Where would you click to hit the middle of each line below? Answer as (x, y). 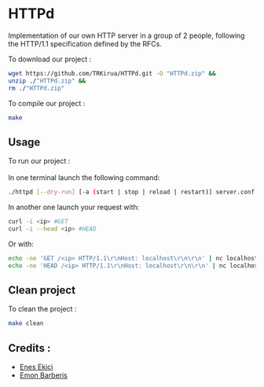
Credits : (29, 348)
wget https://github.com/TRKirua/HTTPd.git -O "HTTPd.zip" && (112, 73)
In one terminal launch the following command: (84, 178)
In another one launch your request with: (74, 207)
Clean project (42, 291)
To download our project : (50, 59)
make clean (26, 323)
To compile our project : (47, 103)
